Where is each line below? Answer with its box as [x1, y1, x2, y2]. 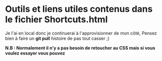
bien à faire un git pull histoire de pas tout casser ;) [5, 35, 110, 41]
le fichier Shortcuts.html [5, 14, 108, 25]
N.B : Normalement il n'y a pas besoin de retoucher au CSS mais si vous [5, 45, 156, 51]
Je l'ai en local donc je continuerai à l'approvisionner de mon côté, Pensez [5, 30, 157, 36]
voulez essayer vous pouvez [5, 50, 65, 56]
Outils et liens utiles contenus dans [5, 3, 153, 15]
